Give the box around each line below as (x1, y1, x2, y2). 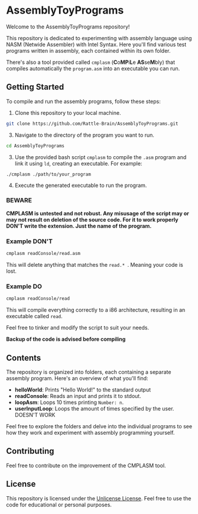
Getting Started (6, 82, 64, 92)
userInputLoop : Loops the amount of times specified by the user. (14, 405, 174, 412)
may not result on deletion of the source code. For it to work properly (6, 216, 178, 223)
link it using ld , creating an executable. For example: (14, 160, 142, 167)
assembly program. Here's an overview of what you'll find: (6, 374, 149, 382)
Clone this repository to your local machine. (14, 109, 121, 116)
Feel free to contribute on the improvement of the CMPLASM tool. (6, 462, 167, 469)
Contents (6, 353, 41, 363)
